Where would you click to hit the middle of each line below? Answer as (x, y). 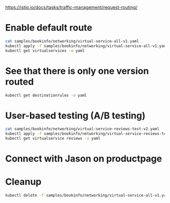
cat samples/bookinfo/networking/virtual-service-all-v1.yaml (72, 41)
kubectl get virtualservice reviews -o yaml (53, 139)
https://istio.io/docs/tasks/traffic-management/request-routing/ (71, 7)
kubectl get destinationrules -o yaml (46, 95)
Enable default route (49, 28)
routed (19, 82)
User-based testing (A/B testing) (75, 115)
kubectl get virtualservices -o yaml (45, 51)
